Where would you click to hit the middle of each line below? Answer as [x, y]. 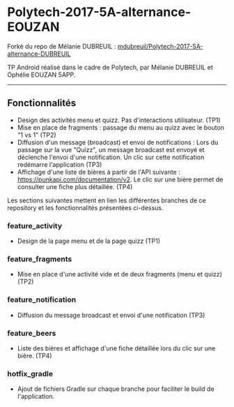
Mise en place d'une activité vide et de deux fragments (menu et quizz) [120, 274]
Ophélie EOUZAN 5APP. [41, 75]
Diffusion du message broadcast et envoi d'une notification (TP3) [111, 315]
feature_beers [32, 333]
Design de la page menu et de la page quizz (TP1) [88, 241]
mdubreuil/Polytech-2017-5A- [160, 46]
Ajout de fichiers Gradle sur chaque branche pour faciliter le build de [116, 389]
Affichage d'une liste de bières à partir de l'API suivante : [99, 172]
